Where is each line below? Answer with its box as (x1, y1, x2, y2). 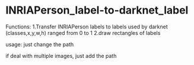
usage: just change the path (5, 41, 74, 48)
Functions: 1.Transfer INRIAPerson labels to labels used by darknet (5, 23, 168, 30)
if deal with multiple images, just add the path (5, 52, 117, 59)
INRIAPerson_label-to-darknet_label (5, 4, 189, 17)
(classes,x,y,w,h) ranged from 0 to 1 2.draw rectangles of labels (5, 29, 161, 36)
